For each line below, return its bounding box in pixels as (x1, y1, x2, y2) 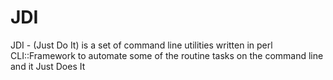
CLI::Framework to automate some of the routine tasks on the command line (10, 49, 324, 61)
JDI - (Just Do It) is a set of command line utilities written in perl (10, 39, 273, 51)
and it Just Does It (10, 60, 86, 72)
